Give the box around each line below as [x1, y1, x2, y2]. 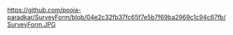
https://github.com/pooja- [7, 6, 81, 14]
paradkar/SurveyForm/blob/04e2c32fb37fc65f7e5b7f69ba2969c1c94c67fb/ [7, 13, 226, 21]
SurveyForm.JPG [7, 21, 56, 28]
